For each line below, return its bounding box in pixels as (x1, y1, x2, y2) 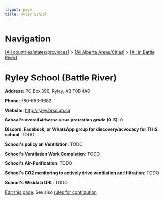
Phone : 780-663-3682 (5, 98, 52, 104)
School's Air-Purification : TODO (5, 160, 73, 166)
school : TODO (5, 132, 35, 138)
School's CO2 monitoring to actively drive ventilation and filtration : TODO (5, 170, 159, 176)
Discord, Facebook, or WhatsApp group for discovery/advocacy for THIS (5, 126, 158, 132)
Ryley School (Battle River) (5, 72, 117, 83)
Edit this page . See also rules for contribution (5, 189, 97, 195)
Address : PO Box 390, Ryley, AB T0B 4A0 (5, 88, 90, 94)
